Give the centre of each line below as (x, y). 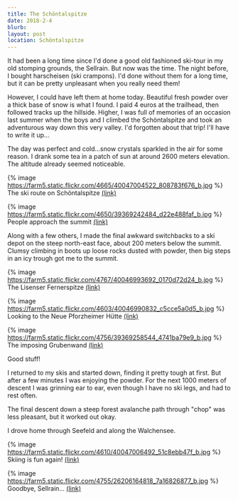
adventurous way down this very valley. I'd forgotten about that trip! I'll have (118, 127)
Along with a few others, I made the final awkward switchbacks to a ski (111, 236)
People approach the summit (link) (58, 222)
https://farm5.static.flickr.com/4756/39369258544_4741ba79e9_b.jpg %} (115, 338)
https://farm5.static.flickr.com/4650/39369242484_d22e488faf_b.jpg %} (115, 214)
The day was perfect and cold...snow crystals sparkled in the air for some (115, 149)
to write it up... (28, 135)
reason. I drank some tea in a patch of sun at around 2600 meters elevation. (119, 157)
